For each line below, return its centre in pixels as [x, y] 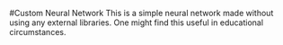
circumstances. [38, 32]
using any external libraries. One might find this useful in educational [136, 22]
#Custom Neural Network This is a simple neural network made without [141, 13]
